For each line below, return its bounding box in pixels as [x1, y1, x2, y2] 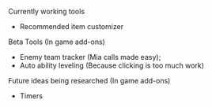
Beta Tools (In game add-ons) [8, 37, 105, 46]
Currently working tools [8, 7, 85, 16]
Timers [19, 91, 44, 101]
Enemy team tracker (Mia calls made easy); [19, 53, 161, 61]
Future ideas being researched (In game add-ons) [8, 76, 171, 85]
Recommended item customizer [19, 22, 124, 31]
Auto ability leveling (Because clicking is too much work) [19, 61, 204, 70]
